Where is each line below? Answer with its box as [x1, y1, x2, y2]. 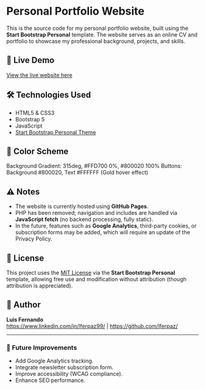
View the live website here [6, 71, 73, 79]
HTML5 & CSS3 [15, 109, 55, 117]
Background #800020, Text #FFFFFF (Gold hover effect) [6, 169, 148, 176]
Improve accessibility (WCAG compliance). [15, 370, 123, 378]
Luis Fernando [6, 316, 44, 323]
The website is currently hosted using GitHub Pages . [15, 203, 149, 210]
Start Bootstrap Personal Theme [15, 128, 96, 135]
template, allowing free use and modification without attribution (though [6, 276, 187, 283]
